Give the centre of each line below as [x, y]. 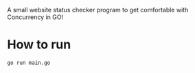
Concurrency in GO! [35, 17]
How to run [39, 45]
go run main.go [29, 63]
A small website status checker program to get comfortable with [98, 10]
